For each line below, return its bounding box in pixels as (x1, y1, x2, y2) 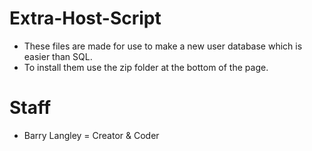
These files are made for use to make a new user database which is (23, 40, 303, 52)
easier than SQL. (23, 50, 93, 62)
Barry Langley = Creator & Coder (23, 129, 160, 141)
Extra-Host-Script (9, 7, 162, 30)
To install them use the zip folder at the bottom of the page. (23, 61, 269, 73)
